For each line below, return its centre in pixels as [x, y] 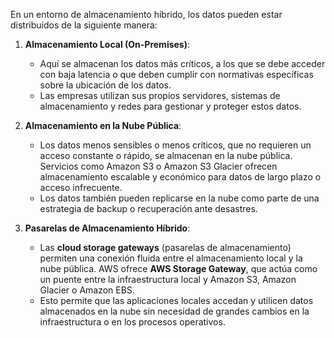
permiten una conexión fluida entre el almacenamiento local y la [171, 258]
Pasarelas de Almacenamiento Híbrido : [107, 228]
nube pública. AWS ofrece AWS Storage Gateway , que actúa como [178, 268]
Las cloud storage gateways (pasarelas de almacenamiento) [165, 247]
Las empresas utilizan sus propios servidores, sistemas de [160, 95]
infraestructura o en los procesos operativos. [132, 322]
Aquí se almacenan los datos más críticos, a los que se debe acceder [182, 63]
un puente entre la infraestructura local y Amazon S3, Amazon [168, 279]
